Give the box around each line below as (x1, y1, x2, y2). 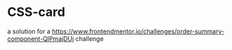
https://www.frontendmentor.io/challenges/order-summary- (52, 27, 225, 35)
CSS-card (7, 4, 65, 20)
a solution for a (7, 27, 51, 35)
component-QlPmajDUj (7, 34, 74, 42)
